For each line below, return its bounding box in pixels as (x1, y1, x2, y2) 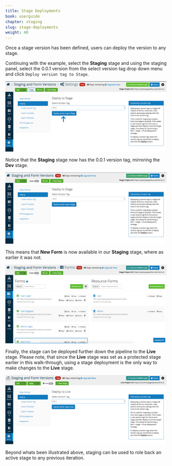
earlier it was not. (5, 254, 42, 260)
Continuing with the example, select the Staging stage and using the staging (5, 60, 167, 66)
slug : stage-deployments (5, 25, 58, 30)
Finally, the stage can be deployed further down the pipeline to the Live (5, 348, 156, 355)
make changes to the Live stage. (5, 365, 74, 371)
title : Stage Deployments (5, 8, 60, 13)
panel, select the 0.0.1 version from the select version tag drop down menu (5, 66, 163, 72)
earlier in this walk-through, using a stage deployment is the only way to (5, 359, 158, 365)
